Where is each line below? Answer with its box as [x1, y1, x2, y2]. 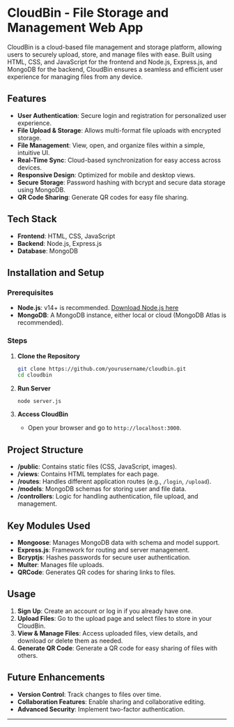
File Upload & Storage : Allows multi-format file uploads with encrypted [17, 126, 221, 134]
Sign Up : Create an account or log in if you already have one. [17, 606, 193, 615]
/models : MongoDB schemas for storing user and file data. [17, 485, 187, 493]
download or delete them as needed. [17, 636, 123, 645]
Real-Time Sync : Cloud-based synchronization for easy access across [17, 156, 221, 164]
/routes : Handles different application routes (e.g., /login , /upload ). [17, 477, 212, 486]
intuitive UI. [17, 148, 50, 156]
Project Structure [7, 443, 84, 455]
